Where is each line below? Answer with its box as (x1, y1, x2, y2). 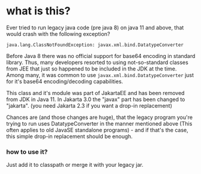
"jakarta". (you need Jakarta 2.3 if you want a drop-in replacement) (6, 102, 172, 109)
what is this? (6, 4, 71, 18)
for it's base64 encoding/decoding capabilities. (6, 78, 124, 85)
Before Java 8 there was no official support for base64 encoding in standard (6, 52, 196, 59)
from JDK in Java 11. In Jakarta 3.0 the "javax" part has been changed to (6, 96, 185, 103)
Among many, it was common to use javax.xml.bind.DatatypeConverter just (6, 71, 194, 78)
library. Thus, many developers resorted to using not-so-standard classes (6, 59, 189, 66)
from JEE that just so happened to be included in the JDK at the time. (6, 65, 177, 72)
